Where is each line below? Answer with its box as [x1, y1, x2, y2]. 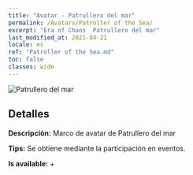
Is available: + [8, 158, 55, 168]
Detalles [8, 107, 50, 121]
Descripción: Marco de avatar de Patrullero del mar [8, 128, 176, 138]
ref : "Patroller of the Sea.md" [8, 48, 114, 56]
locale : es [8, 41, 44, 49]
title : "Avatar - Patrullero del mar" [8, 11, 135, 20]
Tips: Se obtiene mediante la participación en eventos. [8, 143, 186, 153]
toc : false [8, 56, 44, 64]
